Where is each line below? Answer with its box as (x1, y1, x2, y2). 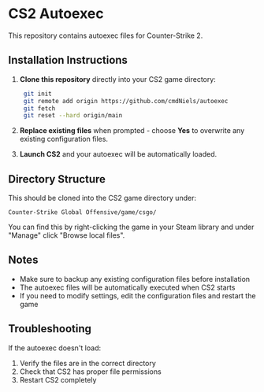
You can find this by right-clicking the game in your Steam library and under (8, 222, 255, 232)
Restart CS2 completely (19, 375, 97, 384)
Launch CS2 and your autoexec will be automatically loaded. (19, 150, 218, 159)
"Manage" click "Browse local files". (8, 231, 125, 240)
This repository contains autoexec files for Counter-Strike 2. (8, 31, 203, 40)
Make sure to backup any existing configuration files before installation (19, 274, 251, 283)
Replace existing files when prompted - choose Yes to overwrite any (19, 126, 245, 135)
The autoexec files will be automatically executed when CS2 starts (19, 283, 236, 292)
